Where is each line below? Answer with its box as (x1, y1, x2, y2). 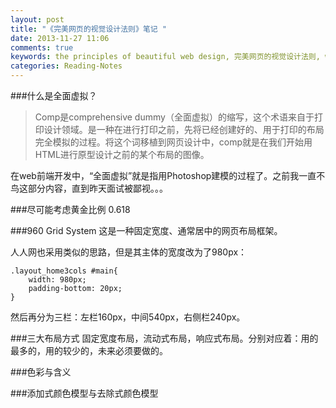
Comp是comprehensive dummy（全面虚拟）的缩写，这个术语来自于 (34, 111, 315, 123)
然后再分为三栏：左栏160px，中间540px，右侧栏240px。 (10, 311, 246, 323)
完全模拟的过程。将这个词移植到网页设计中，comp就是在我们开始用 (34, 136, 313, 148)
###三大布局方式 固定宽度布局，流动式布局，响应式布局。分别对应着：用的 (10, 332, 319, 344)
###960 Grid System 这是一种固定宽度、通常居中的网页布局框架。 (10, 225, 283, 236)
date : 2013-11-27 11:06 (10, 33, 110, 43)
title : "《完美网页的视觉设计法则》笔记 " (10, 24, 167, 34)
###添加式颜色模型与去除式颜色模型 (10, 387, 159, 399)
